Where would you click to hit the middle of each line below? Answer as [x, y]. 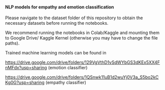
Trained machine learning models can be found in [56, 53]
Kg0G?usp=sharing [25, 83]
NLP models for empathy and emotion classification [59, 7]
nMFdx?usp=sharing [26, 68]
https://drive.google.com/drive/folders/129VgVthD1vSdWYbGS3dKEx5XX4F [82, 62]
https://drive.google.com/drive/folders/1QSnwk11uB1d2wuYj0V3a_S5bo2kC [82, 77]
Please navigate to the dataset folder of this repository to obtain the [74, 18]
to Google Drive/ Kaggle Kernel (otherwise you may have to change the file [82, 38]
